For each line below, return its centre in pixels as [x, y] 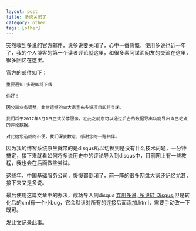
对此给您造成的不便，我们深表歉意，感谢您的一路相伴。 [63, 137]
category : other [26, 22]
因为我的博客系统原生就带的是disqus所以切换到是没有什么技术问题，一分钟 [96, 148]
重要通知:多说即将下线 [29, 85]
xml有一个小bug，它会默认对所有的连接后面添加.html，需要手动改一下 [106, 203]
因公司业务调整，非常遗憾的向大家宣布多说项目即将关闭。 [65, 108]
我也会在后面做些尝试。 [45, 163]
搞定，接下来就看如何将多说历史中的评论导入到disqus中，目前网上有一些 [94, 156]
